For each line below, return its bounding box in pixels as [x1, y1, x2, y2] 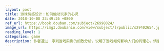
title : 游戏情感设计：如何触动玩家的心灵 [5, 12, 79, 17]
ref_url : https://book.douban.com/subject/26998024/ [5, 20, 115, 26]
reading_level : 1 [5, 30, 41, 34]
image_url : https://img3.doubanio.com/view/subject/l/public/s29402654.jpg [5, 25, 163, 30]
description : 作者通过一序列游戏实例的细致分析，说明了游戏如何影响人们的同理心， [5, 39, 154, 44]
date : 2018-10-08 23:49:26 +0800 [5, 16, 73, 21]
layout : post [5, 7, 32, 12]
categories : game [5, 34, 41, 39]
